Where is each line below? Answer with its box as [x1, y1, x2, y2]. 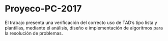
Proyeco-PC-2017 [5, 3, 82, 14]
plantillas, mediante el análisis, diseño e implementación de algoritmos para [5, 24, 163, 30]
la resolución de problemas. [5, 30, 63, 36]
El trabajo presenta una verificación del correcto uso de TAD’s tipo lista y [5, 19, 157, 25]
